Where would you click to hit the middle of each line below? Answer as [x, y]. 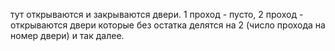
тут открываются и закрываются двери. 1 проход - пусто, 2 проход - [157, 14]
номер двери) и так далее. [67, 35]
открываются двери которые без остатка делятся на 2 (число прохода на [168, 25]
